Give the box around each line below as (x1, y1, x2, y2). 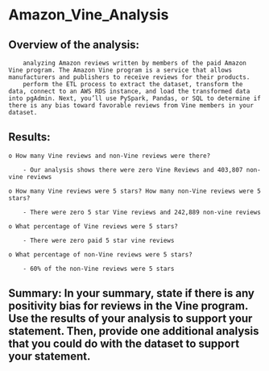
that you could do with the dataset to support (8, 337, 240, 351)
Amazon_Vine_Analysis (8, 6, 169, 24)
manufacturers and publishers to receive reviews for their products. (8, 73, 250, 81)
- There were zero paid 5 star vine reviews (23, 236, 175, 244)
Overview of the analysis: (8, 38, 139, 52)
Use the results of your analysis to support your (8, 312, 253, 326)
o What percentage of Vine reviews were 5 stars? (8, 222, 179, 231)
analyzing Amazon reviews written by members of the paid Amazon (23, 59, 247, 67)
